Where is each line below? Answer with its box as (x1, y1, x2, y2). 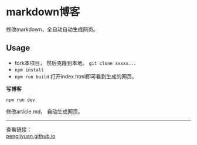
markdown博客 (6, 5, 80, 19)
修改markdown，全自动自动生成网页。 (6, 26, 98, 33)
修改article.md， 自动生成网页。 (6, 108, 83, 115)
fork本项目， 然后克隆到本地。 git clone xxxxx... (14, 59, 137, 66)
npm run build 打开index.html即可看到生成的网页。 (14, 72, 138, 80)
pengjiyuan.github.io (6, 132, 56, 139)
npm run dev (6, 97, 35, 103)
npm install (14, 67, 44, 73)
